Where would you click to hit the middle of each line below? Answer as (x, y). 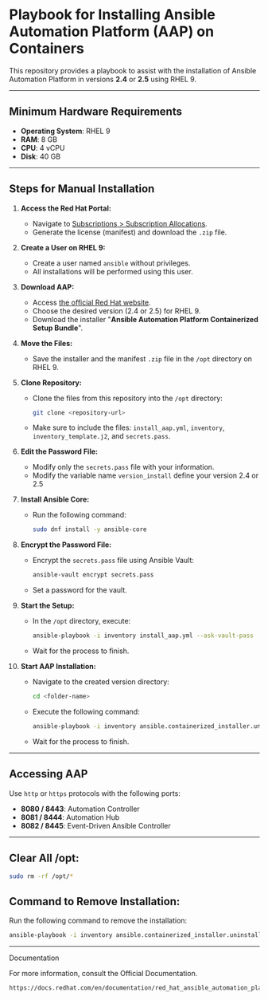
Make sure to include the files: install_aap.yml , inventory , (128, 427)
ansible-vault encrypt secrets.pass (93, 575)
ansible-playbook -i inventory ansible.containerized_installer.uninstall (136, 935)
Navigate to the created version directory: (101, 682)
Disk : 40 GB (41, 156)
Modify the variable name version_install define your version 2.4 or (146, 475)
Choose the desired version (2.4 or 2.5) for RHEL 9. (117, 311)
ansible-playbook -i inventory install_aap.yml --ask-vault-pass (143, 636)
